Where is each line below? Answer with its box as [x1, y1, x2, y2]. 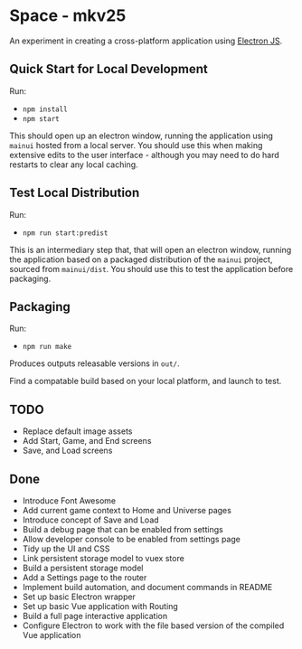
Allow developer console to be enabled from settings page [22, 534, 241, 544]
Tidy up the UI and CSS [22, 543, 110, 554]
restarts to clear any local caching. [9, 159, 138, 170]
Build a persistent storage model [22, 562, 144, 573]
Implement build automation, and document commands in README [22, 582, 273, 592]
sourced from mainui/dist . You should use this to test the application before [9, 263, 294, 274]
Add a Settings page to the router [22, 572, 147, 583]
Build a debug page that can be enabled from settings [22, 524, 223, 534]
